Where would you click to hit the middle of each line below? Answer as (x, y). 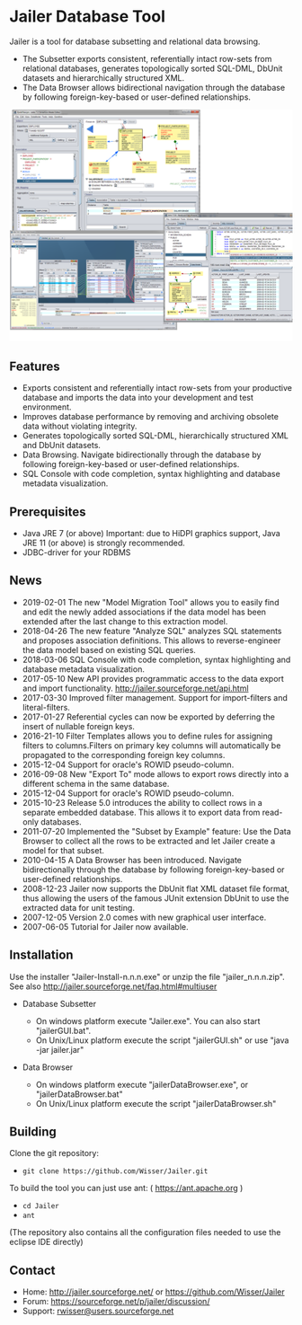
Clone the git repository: (54, 1153)
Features (35, 366)
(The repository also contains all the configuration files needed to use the (145, 1232)
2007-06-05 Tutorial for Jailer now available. (105, 926)
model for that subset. (63, 850)
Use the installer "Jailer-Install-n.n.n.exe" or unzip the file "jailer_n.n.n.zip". (147, 976)
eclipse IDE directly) (46, 1242)
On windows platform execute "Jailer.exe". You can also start (148, 1020)
